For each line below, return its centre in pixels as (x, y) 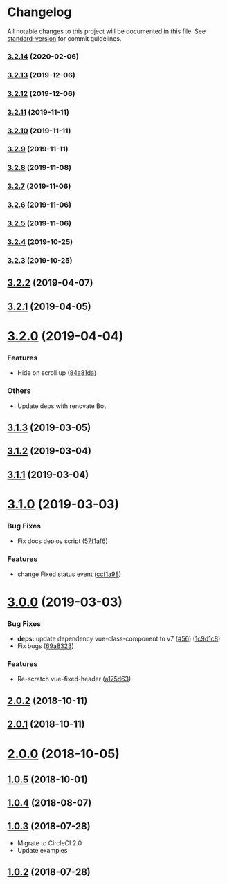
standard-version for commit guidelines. (64, 38)
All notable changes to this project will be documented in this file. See (107, 31)
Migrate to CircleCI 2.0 (49, 843)
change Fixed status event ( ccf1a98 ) (69, 574)
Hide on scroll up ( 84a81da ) (57, 373)
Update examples (42, 850)
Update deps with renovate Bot (61, 406)
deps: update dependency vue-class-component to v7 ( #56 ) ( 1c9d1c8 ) (119, 638)
